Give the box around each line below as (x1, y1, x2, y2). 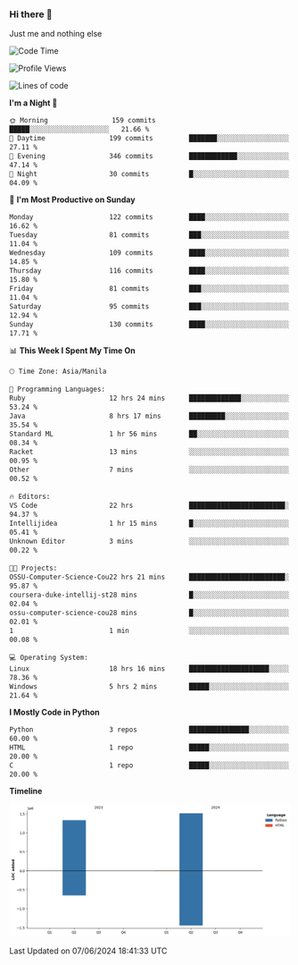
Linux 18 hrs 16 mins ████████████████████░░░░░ (9, 664, 290, 673)
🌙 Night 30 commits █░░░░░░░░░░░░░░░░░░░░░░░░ (9, 170, 290, 179)
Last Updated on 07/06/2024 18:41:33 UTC (9, 945, 168, 956)
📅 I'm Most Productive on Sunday (9, 194, 136, 205)
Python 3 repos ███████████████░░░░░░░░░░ (9, 725, 290, 734)
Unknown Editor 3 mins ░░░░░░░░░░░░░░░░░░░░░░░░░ (9, 537, 290, 546)
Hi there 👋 (9, 8, 54, 21)
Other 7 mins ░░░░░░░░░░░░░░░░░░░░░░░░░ (9, 465, 290, 475)
